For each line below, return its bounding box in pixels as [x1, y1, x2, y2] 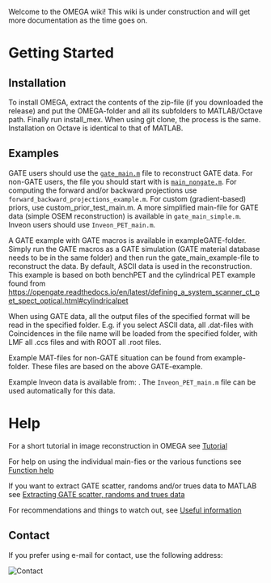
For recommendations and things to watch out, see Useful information [8, 505, 242, 515]
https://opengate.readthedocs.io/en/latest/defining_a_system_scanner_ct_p [8, 287, 260, 296]
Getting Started [8, 44, 115, 62]
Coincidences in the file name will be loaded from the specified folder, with [8, 328, 258, 338]
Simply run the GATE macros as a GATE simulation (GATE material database [8, 244, 260, 253]
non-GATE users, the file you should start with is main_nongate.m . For [8, 177, 237, 186]
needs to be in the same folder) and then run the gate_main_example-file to [8, 253, 260, 262]
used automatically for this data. [8, 385, 116, 395]
